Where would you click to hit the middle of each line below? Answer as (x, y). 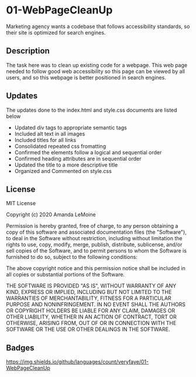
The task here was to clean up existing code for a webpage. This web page (97, 65)
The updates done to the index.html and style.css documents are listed (92, 110)
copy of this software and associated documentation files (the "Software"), (97, 232)
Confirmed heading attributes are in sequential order (78, 158)
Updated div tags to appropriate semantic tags (71, 127)
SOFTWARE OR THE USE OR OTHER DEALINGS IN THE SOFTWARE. (88, 329)
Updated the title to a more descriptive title (66, 165)
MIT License (21, 203)
